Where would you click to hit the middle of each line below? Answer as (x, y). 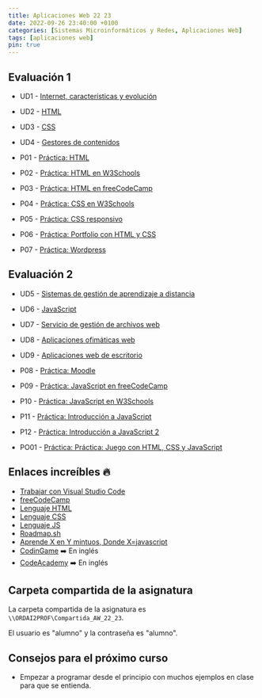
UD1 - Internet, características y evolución (88, 96)
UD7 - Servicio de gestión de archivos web (90, 324)
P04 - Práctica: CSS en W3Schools (77, 204)
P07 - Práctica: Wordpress (63, 250)
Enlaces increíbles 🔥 (59, 472)
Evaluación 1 (40, 77)
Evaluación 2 (41, 275)
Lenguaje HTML (46, 508)
